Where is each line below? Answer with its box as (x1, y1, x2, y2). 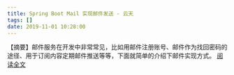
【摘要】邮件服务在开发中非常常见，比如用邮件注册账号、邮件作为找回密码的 (7, 43, 228, 51)
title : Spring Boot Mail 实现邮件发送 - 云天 (7, 10, 134, 17)
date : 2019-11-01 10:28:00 (7, 23, 86, 30)
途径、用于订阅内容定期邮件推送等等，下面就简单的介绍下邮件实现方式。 (7, 51, 215, 60)
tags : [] (7, 17, 33, 24)
